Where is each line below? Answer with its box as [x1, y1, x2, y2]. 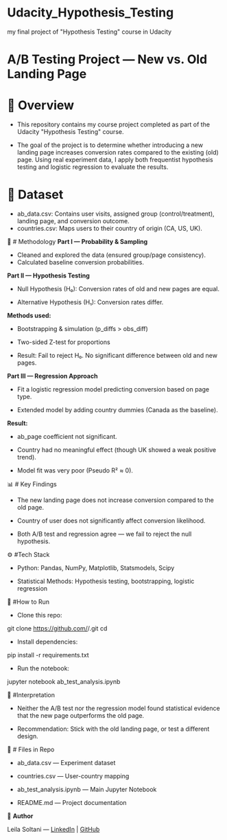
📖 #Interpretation [7, 691, 56, 699]
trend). [16, 453, 36, 461]
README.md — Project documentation [16, 799, 127, 806]
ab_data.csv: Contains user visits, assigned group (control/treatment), [16, 209, 215, 218]
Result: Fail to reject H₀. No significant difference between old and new [16, 352, 218, 359]
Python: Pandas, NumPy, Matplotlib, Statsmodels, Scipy [16, 564, 175, 571]
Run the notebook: [16, 664, 70, 672]
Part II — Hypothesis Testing [7, 271, 91, 280]
